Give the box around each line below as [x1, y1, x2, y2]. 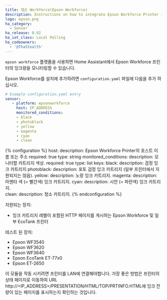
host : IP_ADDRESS [16, 106, 52, 111]
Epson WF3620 [12, 245, 45, 251]
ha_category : [5, 21, 32, 26]
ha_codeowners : [5, 40, 37, 45]
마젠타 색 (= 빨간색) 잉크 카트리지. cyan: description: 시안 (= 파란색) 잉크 [5, 179, 148, 185]
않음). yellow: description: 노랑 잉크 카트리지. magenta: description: [22, 172, 158, 178]
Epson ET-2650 [12, 260, 45, 267]
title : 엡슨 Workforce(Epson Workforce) [5, 7, 88, 12]
